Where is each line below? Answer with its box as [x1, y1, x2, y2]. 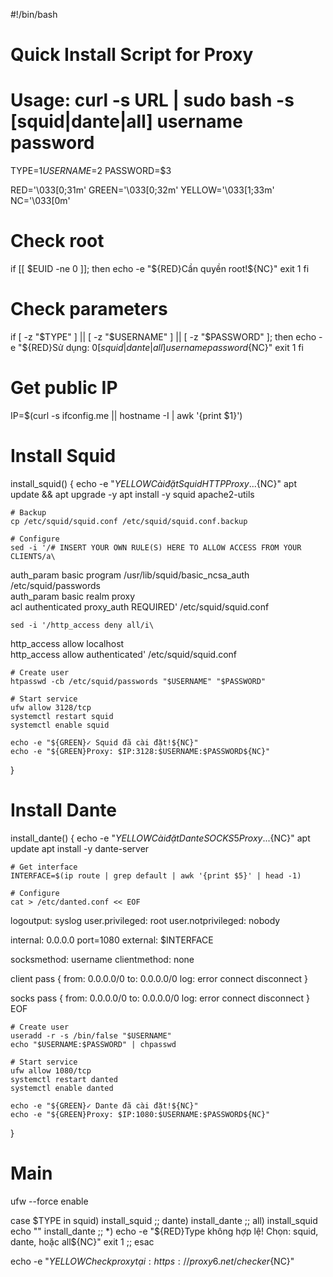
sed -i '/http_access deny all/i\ [10, 620, 155, 630]
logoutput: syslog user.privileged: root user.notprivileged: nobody [10, 914, 281, 926]
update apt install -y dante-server [10, 842, 150, 854]
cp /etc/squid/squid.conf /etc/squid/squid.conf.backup [10, 516, 248, 526]
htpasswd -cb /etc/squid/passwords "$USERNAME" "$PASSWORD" [10, 676, 267, 686]
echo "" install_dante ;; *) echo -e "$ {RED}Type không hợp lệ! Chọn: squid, [10, 1225, 319, 1237]
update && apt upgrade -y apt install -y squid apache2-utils [10, 488, 255, 500]
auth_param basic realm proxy [10, 590, 136, 602]
